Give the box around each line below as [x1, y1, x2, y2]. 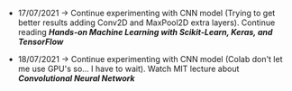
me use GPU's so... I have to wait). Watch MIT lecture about [17, 63, 240, 74]
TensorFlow [17, 36, 64, 47]
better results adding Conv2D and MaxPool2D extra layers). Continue [17, 17, 276, 28]
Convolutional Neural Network [17, 73, 135, 84]
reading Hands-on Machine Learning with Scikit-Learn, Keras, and [17, 27, 273, 37]
